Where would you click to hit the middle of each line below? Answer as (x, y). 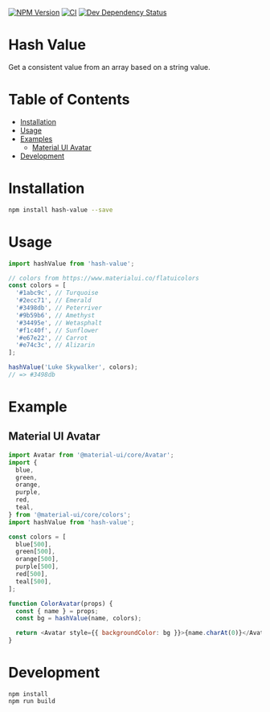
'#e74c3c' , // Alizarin (55, 346)
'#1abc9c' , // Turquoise (57, 293)
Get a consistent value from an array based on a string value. (109, 67)
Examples (36, 139)
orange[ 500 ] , (37, 559)
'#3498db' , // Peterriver (59, 308)
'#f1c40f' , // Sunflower (57, 330)
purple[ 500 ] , (37, 567)
